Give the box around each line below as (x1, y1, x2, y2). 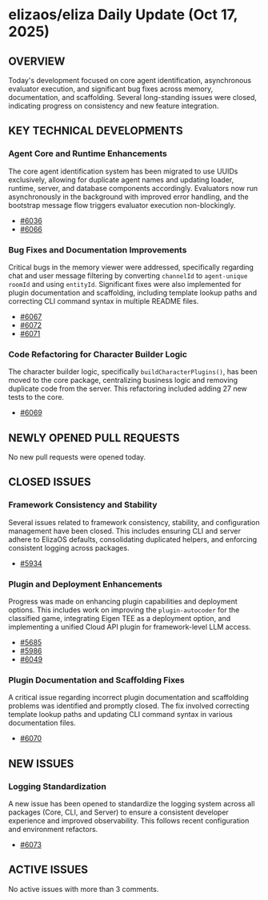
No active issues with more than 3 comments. (8, 884, 159, 894)
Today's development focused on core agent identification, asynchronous (8, 76, 252, 85)
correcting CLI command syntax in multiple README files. (8, 296, 199, 305)
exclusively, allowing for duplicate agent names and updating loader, (8, 174, 234, 185)
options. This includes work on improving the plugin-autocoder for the (8, 605, 240, 615)
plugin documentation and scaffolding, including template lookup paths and (8, 288, 258, 297)
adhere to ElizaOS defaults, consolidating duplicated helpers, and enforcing (8, 534, 258, 544)
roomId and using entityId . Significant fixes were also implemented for (8, 279, 242, 289)
